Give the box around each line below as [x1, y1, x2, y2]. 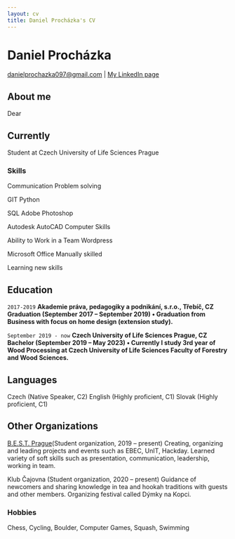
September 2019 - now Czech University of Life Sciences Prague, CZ [7, 331, 208, 339]
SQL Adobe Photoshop [7, 209, 74, 218]
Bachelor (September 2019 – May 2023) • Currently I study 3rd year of [7, 339, 216, 347]
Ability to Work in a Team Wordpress [7, 236, 113, 245]
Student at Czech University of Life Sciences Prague [7, 148, 159, 157]
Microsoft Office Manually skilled [7, 250, 103, 259]
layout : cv [7, 10, 39, 18]
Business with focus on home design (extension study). [7, 318, 173, 326]
